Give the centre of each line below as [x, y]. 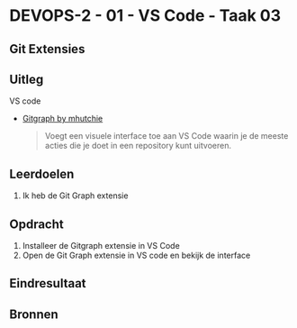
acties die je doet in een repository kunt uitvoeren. [138, 146]
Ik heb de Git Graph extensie [75, 196]
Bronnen [34, 314]
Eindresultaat [48, 283]
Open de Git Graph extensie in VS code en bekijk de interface [136, 255]
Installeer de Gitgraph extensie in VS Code [101, 246]
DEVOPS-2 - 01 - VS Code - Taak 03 [145, 16]
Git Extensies [47, 49]
